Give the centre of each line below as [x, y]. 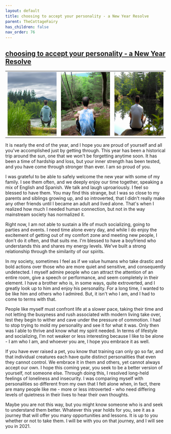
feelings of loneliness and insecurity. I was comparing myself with [74, 378]
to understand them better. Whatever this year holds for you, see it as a [80, 410]
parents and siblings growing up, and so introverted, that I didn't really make [85, 198]
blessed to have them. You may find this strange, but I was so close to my [82, 193]
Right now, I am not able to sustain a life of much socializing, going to [78, 225]
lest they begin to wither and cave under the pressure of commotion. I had [83, 320]
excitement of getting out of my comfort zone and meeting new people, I [81, 235]
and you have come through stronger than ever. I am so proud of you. [78, 167]
